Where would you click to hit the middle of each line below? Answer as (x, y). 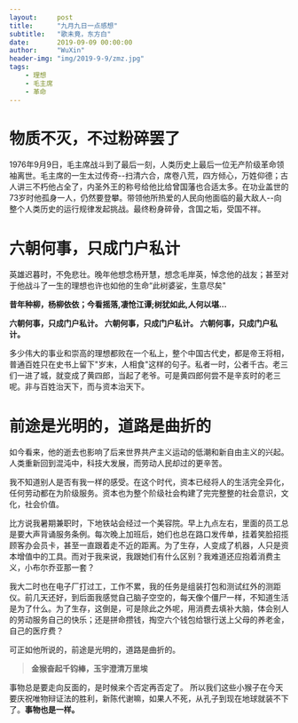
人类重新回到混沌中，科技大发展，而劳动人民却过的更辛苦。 (118, 464)
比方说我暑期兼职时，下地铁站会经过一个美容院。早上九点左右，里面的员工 (145, 523)
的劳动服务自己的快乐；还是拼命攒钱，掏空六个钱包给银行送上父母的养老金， (149, 620)
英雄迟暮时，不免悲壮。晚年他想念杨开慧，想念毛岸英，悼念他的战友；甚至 (145, 274)
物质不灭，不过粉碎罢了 (95, 138)
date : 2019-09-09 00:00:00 (71, 42)
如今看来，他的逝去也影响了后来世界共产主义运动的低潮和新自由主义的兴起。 (149, 452)
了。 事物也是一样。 (44, 710)
